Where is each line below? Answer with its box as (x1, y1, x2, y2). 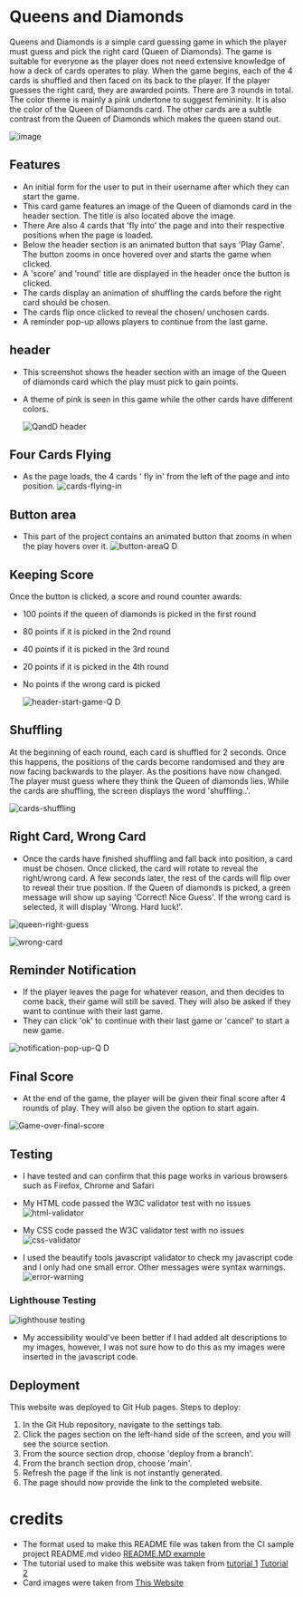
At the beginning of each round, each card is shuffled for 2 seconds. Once (9, 746, 287, 758)
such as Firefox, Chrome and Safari (22, 1180, 155, 1191)
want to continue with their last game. (22, 1006, 164, 1017)
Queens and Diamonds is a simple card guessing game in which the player (9, 36, 288, 47)
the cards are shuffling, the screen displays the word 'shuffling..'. (9, 785, 251, 796)
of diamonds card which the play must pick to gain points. (22, 376, 239, 387)
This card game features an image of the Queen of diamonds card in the (22, 200, 292, 211)
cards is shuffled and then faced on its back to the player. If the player (9, 74, 270, 85)
